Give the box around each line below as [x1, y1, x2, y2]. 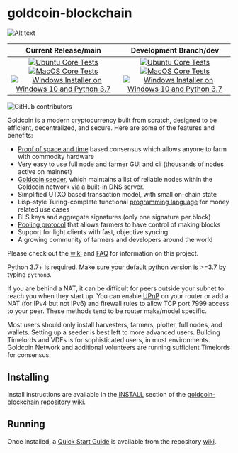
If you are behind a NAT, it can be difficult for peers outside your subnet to [7, 284, 225, 293]
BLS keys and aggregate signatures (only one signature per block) [17, 212, 211, 221]
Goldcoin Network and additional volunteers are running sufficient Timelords [7, 343, 231, 351]
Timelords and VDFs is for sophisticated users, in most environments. [7, 335, 210, 344]
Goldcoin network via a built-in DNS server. [17, 182, 144, 191]
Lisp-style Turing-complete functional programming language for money [17, 197, 229, 206]
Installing [7, 371, 50, 383]
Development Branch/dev [130, 45, 220, 55]
